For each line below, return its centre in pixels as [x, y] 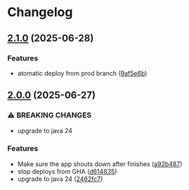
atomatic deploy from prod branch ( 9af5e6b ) [82, 73]
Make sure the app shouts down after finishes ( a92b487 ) [100, 164]
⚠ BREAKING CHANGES [50, 115]
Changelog [40, 12]
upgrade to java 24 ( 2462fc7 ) [60, 179]
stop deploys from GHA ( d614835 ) [67, 171]
